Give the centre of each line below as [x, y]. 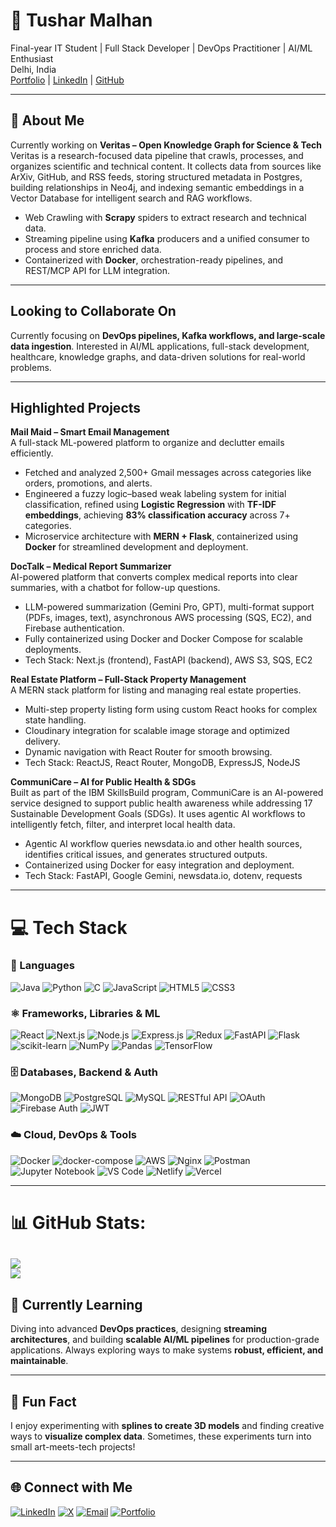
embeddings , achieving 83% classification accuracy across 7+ [157, 515]
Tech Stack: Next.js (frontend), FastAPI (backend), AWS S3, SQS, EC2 [168, 660]
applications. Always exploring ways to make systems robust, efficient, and [167, 1350]
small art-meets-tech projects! [73, 1446]
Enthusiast [32, 58]
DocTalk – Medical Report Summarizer [91, 566]
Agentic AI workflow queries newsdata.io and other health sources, [163, 844]
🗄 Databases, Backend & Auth [84, 1072]
